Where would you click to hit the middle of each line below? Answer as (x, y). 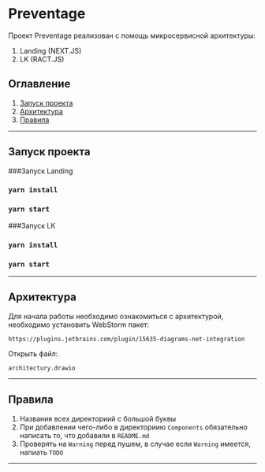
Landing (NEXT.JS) (50, 50)
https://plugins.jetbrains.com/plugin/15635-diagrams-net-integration (127, 339)
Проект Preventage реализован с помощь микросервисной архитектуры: (132, 35)
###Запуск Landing (41, 171)
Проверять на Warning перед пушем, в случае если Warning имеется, (135, 444)
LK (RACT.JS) (42, 59)
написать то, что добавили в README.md (84, 435)
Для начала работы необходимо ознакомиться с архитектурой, (116, 316)
